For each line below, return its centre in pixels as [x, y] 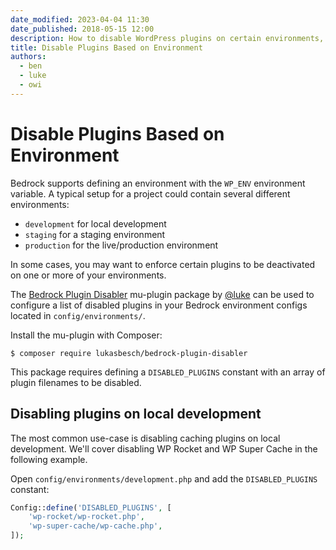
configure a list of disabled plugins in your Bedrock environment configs [159, 305]
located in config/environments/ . [78, 315]
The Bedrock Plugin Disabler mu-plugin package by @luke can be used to [162, 294]
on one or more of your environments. [88, 275]
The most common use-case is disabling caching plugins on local [145, 438]
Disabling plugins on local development [136, 414]
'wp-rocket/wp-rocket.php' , [86, 517]
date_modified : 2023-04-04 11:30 [80, 19]
